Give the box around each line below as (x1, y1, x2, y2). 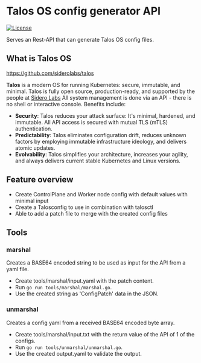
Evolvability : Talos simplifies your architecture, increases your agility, (14, 150, 188, 158)
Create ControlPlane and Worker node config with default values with (14, 190, 188, 198)
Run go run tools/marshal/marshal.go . (14, 284, 112, 291)
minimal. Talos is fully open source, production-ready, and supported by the (6, 88, 195, 95)
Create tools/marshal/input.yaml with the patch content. (14, 277, 154, 284)
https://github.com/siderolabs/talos (6, 69, 94, 77)
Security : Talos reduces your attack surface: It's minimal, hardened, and (14, 112, 196, 119)
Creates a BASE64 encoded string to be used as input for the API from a (6, 259, 186, 266)
